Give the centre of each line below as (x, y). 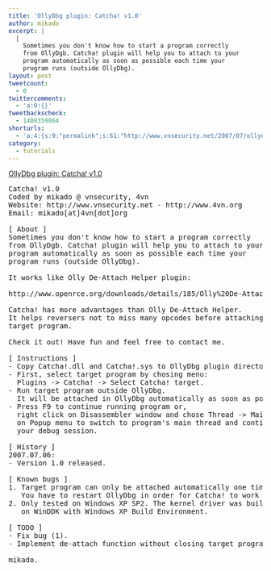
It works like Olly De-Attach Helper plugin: (100, 278)
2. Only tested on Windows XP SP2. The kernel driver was (125, 504)
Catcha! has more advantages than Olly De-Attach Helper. (125, 310)
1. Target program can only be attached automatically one (128, 488)
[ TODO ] (25, 528)
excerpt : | (27, 31)
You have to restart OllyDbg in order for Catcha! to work (140, 496)
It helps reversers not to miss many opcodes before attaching (136, 318)
